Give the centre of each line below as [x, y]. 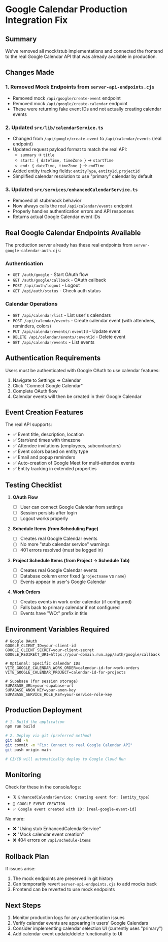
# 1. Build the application [35, 722]
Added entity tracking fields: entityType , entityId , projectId [76, 171]
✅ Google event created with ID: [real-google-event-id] [75, 809]
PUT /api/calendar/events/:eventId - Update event [66, 331]
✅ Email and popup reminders [44, 457]
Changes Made [30, 72]
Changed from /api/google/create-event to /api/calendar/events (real [87, 138]
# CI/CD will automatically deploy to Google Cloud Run [65, 759]
